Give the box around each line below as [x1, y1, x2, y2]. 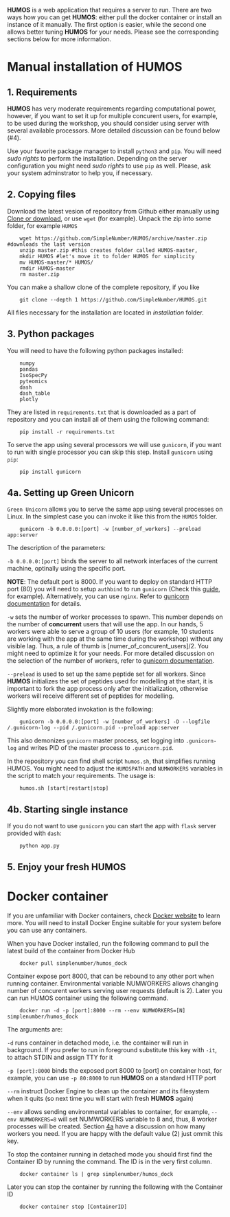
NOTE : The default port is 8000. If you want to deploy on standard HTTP [7, 578, 213, 586]
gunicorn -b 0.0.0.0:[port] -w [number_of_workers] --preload [19, 525, 201, 533]
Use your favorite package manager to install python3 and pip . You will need [7, 147, 222, 155]
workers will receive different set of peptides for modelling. [7, 692, 174, 700]
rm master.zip [19, 271, 60, 277]
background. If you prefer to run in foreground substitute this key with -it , [7, 1045, 218, 1054]
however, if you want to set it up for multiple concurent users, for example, [7, 112, 218, 120]
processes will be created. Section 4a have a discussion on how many [7, 1122, 206, 1130]
